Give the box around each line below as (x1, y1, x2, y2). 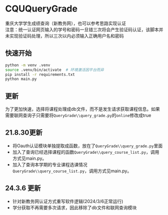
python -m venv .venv (5, 62, 51, 68)
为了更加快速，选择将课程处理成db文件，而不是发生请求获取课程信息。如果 (5, 106, 160, 112)
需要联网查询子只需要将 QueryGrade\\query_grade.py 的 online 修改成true (5, 113, 151, 119)
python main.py (5, 76, 37, 82)
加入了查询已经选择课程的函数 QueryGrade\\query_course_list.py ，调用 (12, 149, 159, 155)
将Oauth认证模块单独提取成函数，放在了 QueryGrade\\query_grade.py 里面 (12, 143, 163, 149)
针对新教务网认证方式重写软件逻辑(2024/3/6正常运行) (12, 198, 124, 204)
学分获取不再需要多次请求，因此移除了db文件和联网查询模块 (12, 204, 137, 210)
